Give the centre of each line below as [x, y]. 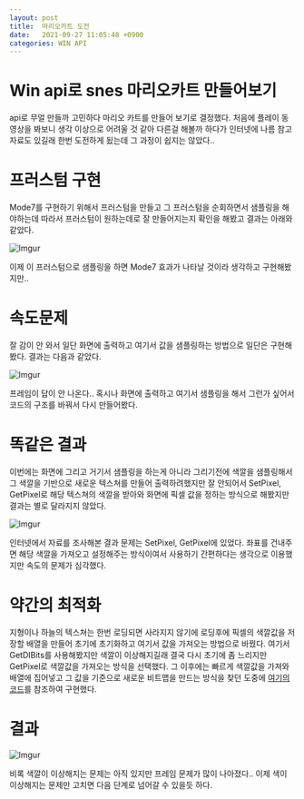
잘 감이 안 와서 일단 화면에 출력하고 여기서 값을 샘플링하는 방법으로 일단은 [139, 345]
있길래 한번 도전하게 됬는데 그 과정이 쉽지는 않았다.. [124, 141]
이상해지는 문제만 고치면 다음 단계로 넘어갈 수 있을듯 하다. [111, 784]
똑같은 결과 [48, 445]
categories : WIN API [49, 43]
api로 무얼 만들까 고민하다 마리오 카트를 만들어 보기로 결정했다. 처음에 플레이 [144, 118]
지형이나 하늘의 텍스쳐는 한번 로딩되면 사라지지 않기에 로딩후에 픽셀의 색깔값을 [147, 632]
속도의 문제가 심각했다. [66, 565]
